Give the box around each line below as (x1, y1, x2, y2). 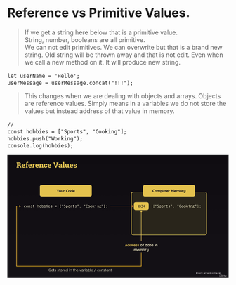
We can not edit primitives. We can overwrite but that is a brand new (24, 43, 223, 51)
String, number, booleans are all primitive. (24, 35, 145, 44)
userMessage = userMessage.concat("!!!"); (7, 79, 133, 86)
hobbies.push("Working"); (7, 135, 83, 142)
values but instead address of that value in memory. (24, 107, 175, 115)
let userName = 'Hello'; (7, 72, 80, 79)
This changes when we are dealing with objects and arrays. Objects (24, 91, 221, 100)
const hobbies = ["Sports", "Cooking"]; (7, 128, 128, 135)
